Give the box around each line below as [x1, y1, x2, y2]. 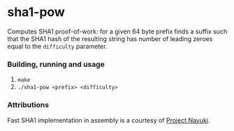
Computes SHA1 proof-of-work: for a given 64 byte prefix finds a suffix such [7, 27, 228, 36]
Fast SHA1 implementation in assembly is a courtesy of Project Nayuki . [7, 116, 210, 124]
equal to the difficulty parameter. [7, 42, 108, 50]
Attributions [7, 100, 50, 110]
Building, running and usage [7, 59, 105, 69]
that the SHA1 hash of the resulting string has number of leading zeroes [7, 34, 213, 43]
